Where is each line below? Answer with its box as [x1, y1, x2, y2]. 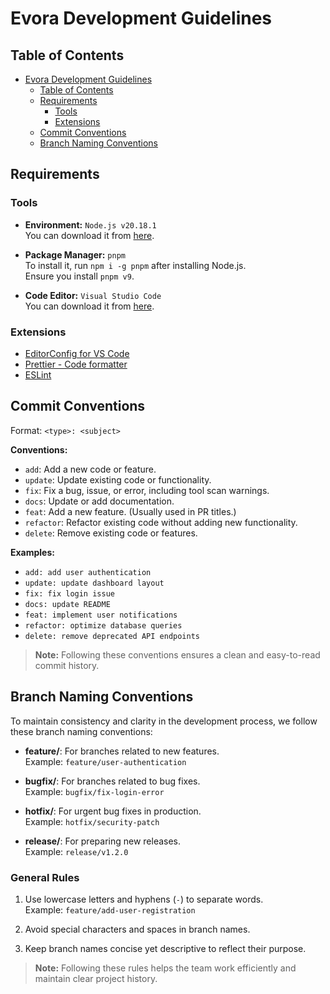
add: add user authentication [24, 567, 152, 577]
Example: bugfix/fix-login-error [24, 785, 165, 797]
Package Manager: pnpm [24, 248, 126, 261]
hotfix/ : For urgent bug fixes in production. [24, 805, 202, 817]
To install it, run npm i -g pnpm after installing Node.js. [24, 259, 247, 271]
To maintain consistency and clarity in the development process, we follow [10, 715, 318, 727]
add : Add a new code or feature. [24, 463, 157, 475]
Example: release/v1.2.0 [24, 845, 129, 857]
